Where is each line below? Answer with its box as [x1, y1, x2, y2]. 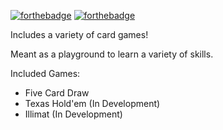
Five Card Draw [24, 87, 90, 99]
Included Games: [10, 68, 81, 79]
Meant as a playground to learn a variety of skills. [10, 48, 214, 60]
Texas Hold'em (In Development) [24, 98, 161, 109]
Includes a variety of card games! [10, 29, 149, 40]
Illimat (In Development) [24, 108, 123, 120]
